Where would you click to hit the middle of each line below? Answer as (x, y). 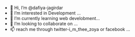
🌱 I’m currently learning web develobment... (55, 18)
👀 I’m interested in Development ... (45, 13)
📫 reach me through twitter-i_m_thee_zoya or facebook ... (70, 29)
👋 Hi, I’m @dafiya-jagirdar (36, 8)
